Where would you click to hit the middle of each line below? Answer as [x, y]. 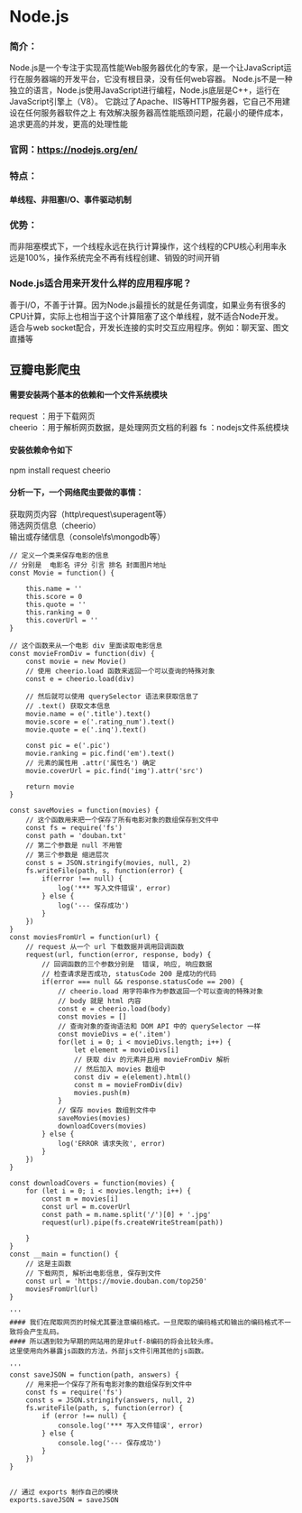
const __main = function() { [64, 1254]
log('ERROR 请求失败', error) [111, 1143]
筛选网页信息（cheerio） [55, 525]
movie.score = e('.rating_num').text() [101, 722]
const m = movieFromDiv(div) [128, 1084]
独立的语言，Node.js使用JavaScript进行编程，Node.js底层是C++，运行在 [145, 90]
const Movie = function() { [62, 573]
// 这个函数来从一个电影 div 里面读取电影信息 [86, 646]
